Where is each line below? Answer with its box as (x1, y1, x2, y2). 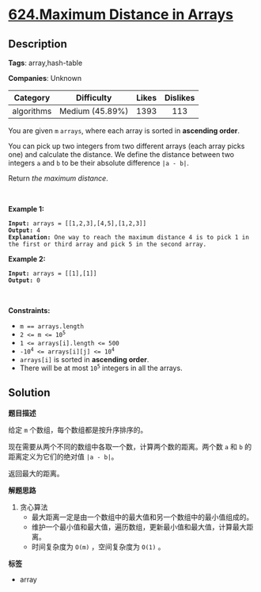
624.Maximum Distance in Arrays (8, 6, 233, 24)
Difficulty (75, 93, 112, 103)
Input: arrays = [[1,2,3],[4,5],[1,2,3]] (8, 220, 147, 227)
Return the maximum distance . (8, 174, 108, 183)
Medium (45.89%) (59, 105, 129, 116)
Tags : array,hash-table (8, 58, 83, 67)
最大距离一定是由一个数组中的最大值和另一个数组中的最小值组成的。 (31, 512, 254, 521)
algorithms (12, 105, 52, 116)
